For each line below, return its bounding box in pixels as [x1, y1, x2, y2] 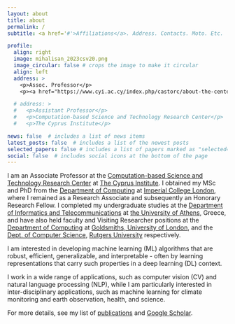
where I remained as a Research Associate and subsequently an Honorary [7, 194, 221, 202]
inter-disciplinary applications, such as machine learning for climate [7, 288, 203, 296]
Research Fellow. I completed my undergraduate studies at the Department [7, 201, 223, 210]
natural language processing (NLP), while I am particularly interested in [7, 281, 212, 289]
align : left [13, 68, 49, 76]
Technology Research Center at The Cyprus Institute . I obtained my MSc [7, 179, 216, 188]
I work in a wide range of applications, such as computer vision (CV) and [7, 273, 217, 281]
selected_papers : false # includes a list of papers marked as [7, 146, 196, 153]
